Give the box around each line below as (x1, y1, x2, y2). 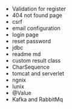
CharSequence (11, 63, 50, 71)
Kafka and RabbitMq (11, 96, 64, 103)
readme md (11, 51, 41, 57)
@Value (11, 90, 31, 96)
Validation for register (11, 5, 67, 12)
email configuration (11, 24, 61, 32)
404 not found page (11, 12, 62, 19)
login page (11, 31, 39, 38)
